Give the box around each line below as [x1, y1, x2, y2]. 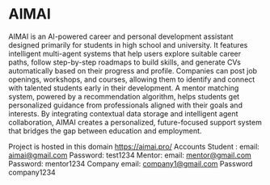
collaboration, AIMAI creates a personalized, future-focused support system [8, 117, 263, 127]
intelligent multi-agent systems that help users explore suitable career [8, 48, 242, 58]
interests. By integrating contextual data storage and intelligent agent [8, 108, 238, 118]
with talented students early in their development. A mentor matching [8, 82, 239, 93]
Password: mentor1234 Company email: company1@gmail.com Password [8, 158, 253, 168]
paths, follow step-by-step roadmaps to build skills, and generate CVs [8, 57, 241, 67]
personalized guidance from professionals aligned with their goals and [8, 100, 243, 110]
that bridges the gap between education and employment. [8, 126, 202, 136]
